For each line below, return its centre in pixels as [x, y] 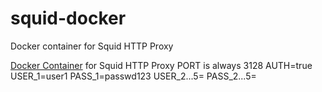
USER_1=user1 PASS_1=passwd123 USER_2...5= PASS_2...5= [133, 76]
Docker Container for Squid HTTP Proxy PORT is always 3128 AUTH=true [161, 65]
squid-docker [68, 18]
